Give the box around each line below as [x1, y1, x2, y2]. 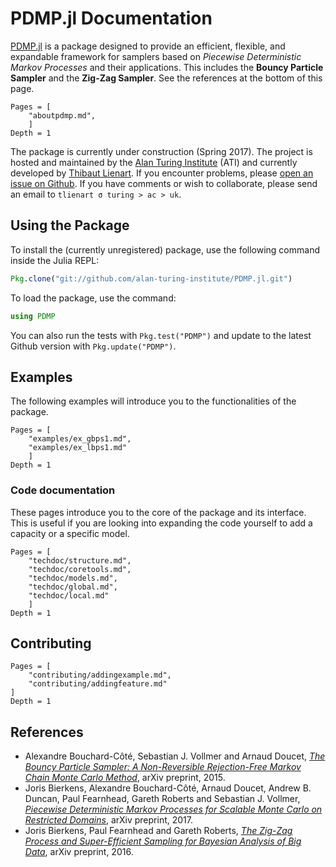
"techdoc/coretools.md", [28, 564, 132, 574]
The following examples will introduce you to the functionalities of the [10, 395, 297, 407]
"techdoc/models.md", [28, 573, 118, 583]
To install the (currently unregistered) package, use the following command [10, 243, 320, 256]
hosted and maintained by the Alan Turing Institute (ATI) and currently [10, 156, 298, 168]
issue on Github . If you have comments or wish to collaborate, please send [10, 177, 318, 189]
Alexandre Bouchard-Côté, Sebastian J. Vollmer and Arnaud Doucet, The [24, 750, 326, 762]
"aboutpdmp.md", [28, 110, 97, 121]
